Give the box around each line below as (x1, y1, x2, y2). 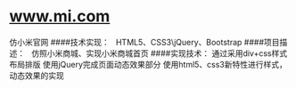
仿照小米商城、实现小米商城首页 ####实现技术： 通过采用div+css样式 (30, 47, 288, 59)
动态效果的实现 (9, 69, 64, 81)
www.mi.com (9, 6, 111, 27)
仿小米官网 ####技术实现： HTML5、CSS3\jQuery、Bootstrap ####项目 (9, 36, 280, 47)
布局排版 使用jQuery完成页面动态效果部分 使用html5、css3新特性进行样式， (9, 59, 288, 69)
